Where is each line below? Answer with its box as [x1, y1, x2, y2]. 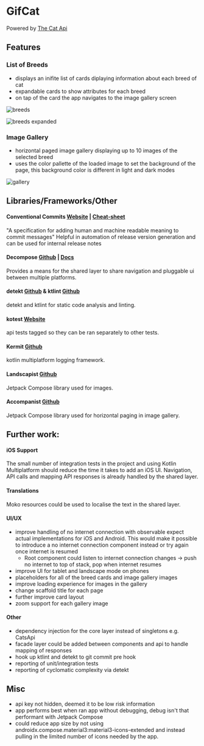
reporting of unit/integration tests [15, 659, 99, 667]
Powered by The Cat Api [6, 24, 68, 32]
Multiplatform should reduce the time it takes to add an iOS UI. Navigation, [6, 467, 192, 474]
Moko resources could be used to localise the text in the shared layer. [6, 500, 181, 508]
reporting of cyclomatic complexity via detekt [15, 666, 129, 673]
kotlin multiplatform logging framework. [6, 356, 105, 364]
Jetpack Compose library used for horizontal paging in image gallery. [6, 412, 180, 419]
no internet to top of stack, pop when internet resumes [24, 561, 162, 568]
